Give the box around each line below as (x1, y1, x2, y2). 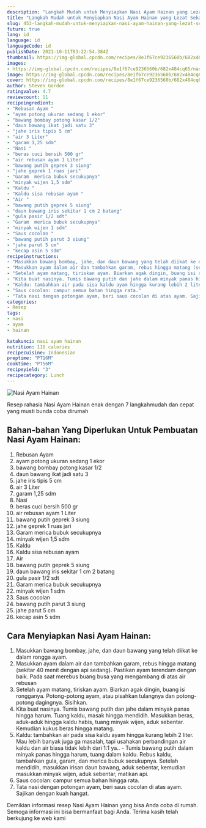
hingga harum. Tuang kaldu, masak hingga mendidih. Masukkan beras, (15, 712, 194, 719)
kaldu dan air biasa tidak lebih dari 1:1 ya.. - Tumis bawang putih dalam (15, 744, 193, 752)
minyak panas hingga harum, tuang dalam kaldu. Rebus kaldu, (15, 751, 172, 758)
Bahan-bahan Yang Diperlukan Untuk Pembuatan (7, 425, 198, 436)
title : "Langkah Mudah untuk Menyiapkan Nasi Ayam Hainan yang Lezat (7, 15, 188, 21)
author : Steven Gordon (7, 83, 65, 89)
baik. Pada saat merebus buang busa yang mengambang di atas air (15, 673, 186, 680)
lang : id (7, 32, 29, 38)
